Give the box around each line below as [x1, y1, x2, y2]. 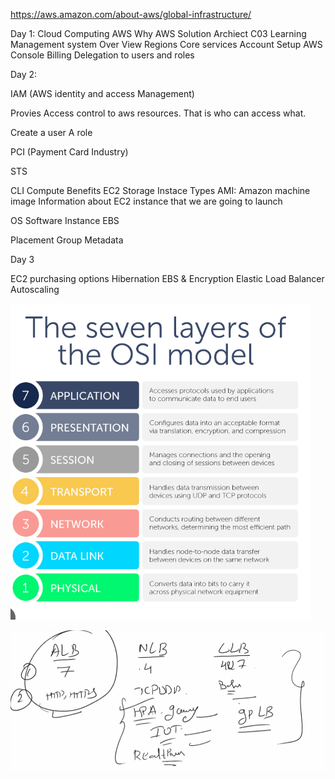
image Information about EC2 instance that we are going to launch [10, 195, 283, 207]
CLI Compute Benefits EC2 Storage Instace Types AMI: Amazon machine [10, 185, 311, 196]
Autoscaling [10, 284, 60, 295]
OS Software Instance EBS [10, 215, 120, 226]
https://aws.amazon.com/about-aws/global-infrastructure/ [10, 9, 252, 20]
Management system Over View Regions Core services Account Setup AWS [10, 39, 323, 50]
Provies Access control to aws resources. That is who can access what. [10, 107, 307, 119]
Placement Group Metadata [10, 234, 124, 246]
